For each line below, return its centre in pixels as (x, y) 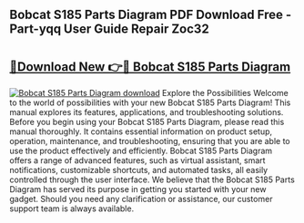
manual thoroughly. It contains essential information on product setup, (141, 131)
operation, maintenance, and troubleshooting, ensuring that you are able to (150, 141)
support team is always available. (72, 208)
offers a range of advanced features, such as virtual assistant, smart (137, 160)
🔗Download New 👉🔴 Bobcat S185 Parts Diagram (150, 67)
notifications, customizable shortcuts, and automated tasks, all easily (139, 170)
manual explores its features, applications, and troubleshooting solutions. (147, 112)
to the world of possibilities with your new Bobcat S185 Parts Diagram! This (150, 102)
